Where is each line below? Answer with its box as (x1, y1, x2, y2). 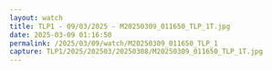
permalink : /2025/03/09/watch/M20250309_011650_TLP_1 (9, 38, 219, 48)
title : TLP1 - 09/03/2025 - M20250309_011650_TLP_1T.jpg (9, 22, 231, 31)
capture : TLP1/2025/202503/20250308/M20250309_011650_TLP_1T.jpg (9, 47, 263, 56)
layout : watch (9, 13, 64, 23)
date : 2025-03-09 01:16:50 (9, 30, 112, 39)
